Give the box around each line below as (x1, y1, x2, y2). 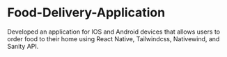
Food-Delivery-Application (7, 5, 166, 21)
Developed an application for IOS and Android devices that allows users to (7, 27, 221, 36)
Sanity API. (7, 42, 39, 50)
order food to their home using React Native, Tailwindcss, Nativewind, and (7, 34, 220, 43)
